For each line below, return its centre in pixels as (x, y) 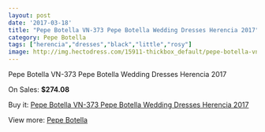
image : (19, 52)
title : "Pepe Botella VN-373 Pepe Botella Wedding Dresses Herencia (123, 30)
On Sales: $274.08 (39, 90)
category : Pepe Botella (47, 37)
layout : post (30, 15)
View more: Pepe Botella (48, 120)
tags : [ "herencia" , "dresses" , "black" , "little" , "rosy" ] (100, 45)
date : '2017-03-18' (40, 23)
